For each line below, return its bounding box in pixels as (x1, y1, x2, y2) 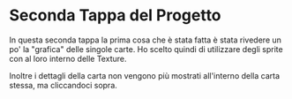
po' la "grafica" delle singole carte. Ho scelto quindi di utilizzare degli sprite (9, 43, 284, 54)
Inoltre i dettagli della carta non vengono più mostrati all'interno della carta (9, 70, 281, 80)
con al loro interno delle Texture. (9, 53, 127, 64)
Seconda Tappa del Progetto (9, 5, 222, 26)
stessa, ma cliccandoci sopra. (9, 80, 117, 90)
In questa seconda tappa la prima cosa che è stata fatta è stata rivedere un (9, 34, 282, 45)
